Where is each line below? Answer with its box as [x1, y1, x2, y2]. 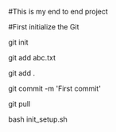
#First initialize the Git [8, 22, 79, 31]
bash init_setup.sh [8, 115, 68, 124]
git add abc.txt [8, 53, 56, 62]
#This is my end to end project [8, 7, 109, 16]
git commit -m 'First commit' [8, 83, 102, 93]
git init [8, 37, 29, 47]
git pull [8, 99, 31, 108]
